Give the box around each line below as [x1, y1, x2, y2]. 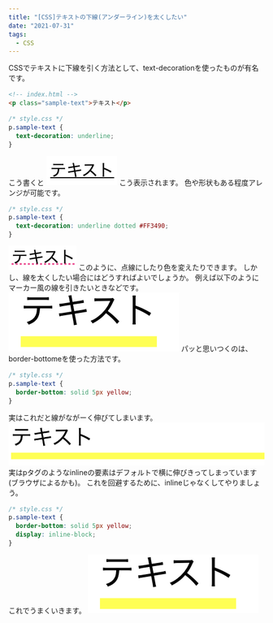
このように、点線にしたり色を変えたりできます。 [78, 262, 242, 272]
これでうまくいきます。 [8, 605, 87, 615]
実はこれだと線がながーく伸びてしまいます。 [8, 413, 158, 422]
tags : [8, 30, 27, 38]
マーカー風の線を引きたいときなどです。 [8, 283, 144, 292]
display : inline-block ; [15, 530, 96, 539]
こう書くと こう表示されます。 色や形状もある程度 [8, 177, 249, 187]
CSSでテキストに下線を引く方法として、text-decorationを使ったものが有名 [8, 63, 259, 73]
